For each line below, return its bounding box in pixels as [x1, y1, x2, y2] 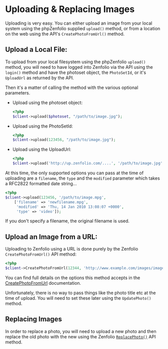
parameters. [5, 89, 30, 96]
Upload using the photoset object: [12, 99, 83, 105]
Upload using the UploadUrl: [12, 147, 71, 153]
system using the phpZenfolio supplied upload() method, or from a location [5, 25, 160, 31]
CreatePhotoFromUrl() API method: [5, 251, 76, 257]
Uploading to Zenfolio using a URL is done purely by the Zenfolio [5, 246, 138, 252]
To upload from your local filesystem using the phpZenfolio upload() [5, 59, 146, 65]
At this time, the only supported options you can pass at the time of [5, 170, 144, 176]
